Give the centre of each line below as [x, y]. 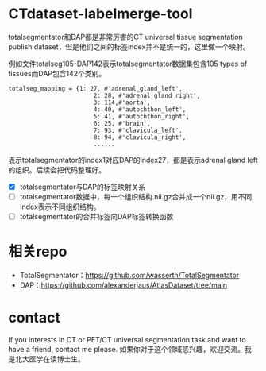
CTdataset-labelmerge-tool [100, 14]
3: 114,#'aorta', [122, 102]
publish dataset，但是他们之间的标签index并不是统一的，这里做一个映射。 [129, 46]
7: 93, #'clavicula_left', [138, 130]
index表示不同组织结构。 [60, 207]
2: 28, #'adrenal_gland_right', [147, 95]
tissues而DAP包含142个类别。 [57, 73]
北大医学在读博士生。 [50, 359]
